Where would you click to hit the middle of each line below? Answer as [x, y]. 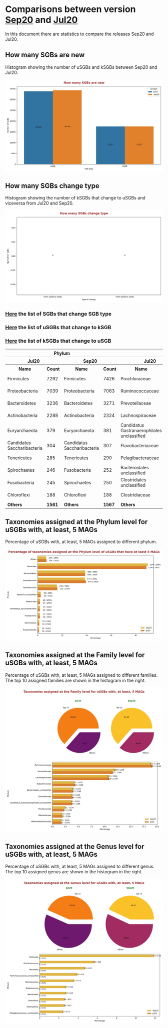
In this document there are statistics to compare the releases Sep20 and [79, 34]
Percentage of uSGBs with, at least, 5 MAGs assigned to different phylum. [81, 542]
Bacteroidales [135, 467]
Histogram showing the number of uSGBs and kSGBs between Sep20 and [81, 67]
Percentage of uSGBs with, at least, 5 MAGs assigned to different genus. [80, 866]
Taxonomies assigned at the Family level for [75, 655]
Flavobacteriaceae [140, 445]
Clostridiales [133, 480]
